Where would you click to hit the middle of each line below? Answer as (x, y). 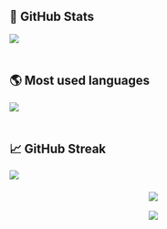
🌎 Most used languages (80, 81)
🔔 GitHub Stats (52, 17)
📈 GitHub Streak (58, 149)
